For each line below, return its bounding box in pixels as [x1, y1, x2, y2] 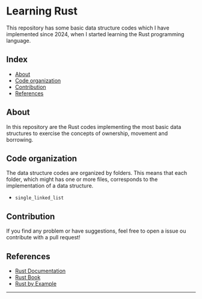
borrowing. [6, 136, 34, 143]
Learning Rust [6, 4, 78, 18]
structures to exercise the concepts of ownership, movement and [6, 130, 168, 137]
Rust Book [14, 274, 41, 281]
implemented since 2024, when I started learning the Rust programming [6, 30, 185, 37]
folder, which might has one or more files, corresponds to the [6, 176, 158, 183]
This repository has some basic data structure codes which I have [6, 24, 170, 31]
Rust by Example [14, 280, 57, 287]
